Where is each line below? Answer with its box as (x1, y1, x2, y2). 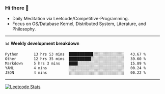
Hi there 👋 (5, 4, 29, 11)
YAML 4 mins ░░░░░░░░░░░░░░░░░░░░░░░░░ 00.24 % (5, 65, 146, 70)
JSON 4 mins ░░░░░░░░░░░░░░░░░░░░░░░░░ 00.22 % (5, 70, 146, 75)
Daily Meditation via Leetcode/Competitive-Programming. (12, 16, 129, 22)
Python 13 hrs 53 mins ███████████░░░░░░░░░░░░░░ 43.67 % (5, 52, 146, 57)
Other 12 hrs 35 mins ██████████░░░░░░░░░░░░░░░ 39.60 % (5, 57, 146, 62)
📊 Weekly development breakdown (5, 40, 80, 46)
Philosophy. (12, 26, 36, 32)
